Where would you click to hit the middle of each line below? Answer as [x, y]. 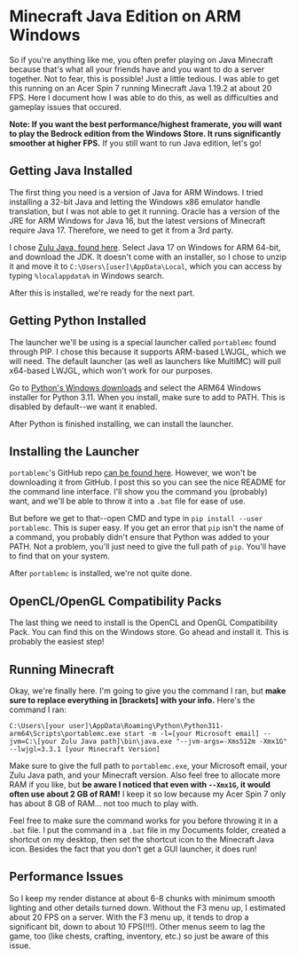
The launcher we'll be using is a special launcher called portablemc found [143, 342]
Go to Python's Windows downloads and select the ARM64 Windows [135, 387]
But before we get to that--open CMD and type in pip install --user [136, 519]
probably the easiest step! [57, 642]
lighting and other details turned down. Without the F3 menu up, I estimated [148, 907]
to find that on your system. [59, 556]
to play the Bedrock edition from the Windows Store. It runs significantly [145, 133]
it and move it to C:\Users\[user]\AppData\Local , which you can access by [145, 266]
